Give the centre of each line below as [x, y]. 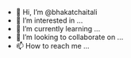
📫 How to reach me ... [52, 46]
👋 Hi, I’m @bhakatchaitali [56, 12]
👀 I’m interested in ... [49, 20]
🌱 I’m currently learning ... [58, 29]
